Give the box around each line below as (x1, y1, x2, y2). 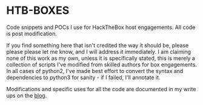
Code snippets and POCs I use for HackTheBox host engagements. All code (6, 24, 196, 31)
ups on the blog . (6, 92, 47, 99)
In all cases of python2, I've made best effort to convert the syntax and (6, 67, 184, 74)
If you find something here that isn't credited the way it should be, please (6, 42, 189, 49)
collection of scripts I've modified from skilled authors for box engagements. (6, 61, 197, 68)
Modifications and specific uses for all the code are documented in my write (6, 85, 196, 92)
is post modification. (6, 30, 58, 37)
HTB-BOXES (6, 4, 70, 17)
